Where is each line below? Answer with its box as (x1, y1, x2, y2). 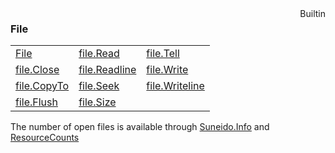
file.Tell (146, 47, 180, 61)
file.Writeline (146, 79, 205, 93)
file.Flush (15, 95, 58, 109)
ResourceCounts (10, 132, 80, 144)
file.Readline (78, 63, 137, 77)
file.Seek (78, 79, 120, 93)
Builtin (299, 8, 326, 19)
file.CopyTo (15, 79, 70, 93)
